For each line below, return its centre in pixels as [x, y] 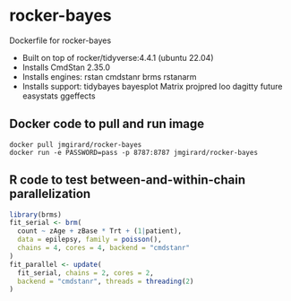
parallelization [50, 194]
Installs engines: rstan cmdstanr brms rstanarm [109, 76]
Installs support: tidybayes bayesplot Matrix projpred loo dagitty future [152, 86]
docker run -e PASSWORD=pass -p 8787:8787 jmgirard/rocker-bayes [133, 152]
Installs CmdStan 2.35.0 [66, 67]
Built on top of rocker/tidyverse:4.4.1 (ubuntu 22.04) [118, 57]
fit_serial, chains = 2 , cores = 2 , [86, 273]
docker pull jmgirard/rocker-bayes [76, 144]
